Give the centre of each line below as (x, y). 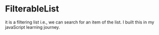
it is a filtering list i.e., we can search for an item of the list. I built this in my (80, 22)
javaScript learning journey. (33, 27)
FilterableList (32, 9)
